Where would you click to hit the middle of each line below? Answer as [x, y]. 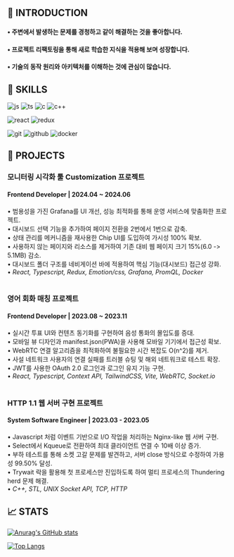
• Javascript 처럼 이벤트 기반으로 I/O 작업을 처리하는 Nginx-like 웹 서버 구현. [113, 436]
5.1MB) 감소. [25, 255]
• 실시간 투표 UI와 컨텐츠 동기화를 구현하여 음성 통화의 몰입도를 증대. [101, 333]
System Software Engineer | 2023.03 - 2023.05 [78, 420]
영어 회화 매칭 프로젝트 [43, 299]
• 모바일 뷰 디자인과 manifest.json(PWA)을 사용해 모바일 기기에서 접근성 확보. [114, 341]
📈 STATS [28, 512]
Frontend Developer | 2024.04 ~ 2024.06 [69, 194]
